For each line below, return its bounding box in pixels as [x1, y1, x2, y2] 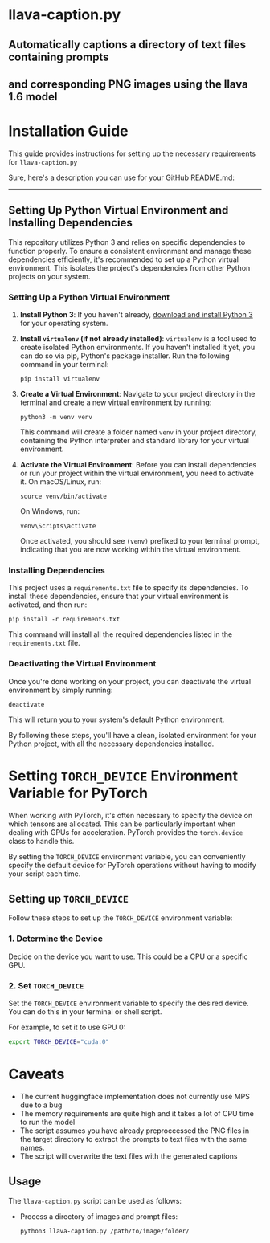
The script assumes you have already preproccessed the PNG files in [19, 1126, 250, 1135]
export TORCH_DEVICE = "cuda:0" [8, 1037, 110, 1045]
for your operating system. [19, 319, 108, 328]
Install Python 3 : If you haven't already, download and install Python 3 [19, 310, 253, 320]
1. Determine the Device [8, 933, 103, 944]
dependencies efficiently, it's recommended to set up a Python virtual [8, 255, 239, 264]
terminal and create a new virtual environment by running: [19, 397, 212, 407]
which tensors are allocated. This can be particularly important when [8, 819, 236, 829]
